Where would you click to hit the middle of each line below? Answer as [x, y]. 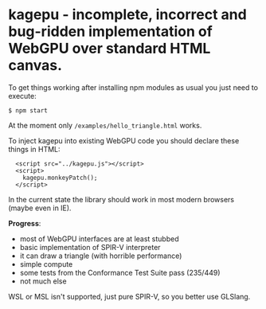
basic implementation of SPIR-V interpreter [90, 247]
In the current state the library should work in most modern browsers [121, 199]
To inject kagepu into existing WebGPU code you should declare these [124, 140]
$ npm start [28, 110]
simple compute [46, 264]
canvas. [35, 66]
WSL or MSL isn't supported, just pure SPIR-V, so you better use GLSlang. [129, 296]
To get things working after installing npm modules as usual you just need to [133, 87]
